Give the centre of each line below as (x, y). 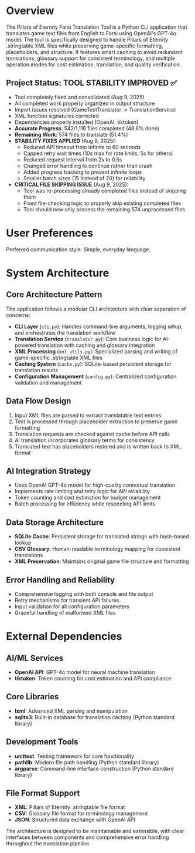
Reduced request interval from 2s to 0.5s (73, 159)
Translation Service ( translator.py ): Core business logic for (88, 339)
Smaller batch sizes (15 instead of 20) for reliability (84, 178)
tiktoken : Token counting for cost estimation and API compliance (93, 678)
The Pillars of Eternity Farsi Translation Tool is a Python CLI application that (97, 27)
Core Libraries (32, 697)
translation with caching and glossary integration (96, 345)
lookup (23, 543)
